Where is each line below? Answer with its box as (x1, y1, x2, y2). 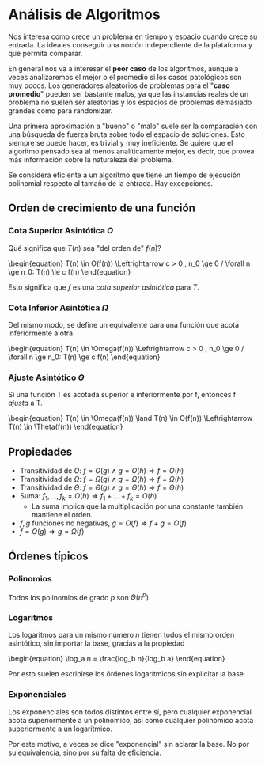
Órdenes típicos (8, 550, 89, 563)
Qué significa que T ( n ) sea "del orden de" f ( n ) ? (8, 243, 162, 252)
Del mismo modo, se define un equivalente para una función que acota (8, 320, 240, 329)
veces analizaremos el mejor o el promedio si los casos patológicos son (8, 72, 243, 81)
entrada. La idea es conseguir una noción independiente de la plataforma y (8, 40, 253, 49)
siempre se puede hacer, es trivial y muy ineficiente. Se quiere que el (8, 138, 233, 147)
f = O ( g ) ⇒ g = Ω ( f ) (19, 526, 85, 536)
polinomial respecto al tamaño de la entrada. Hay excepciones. (8, 178, 214, 187)
